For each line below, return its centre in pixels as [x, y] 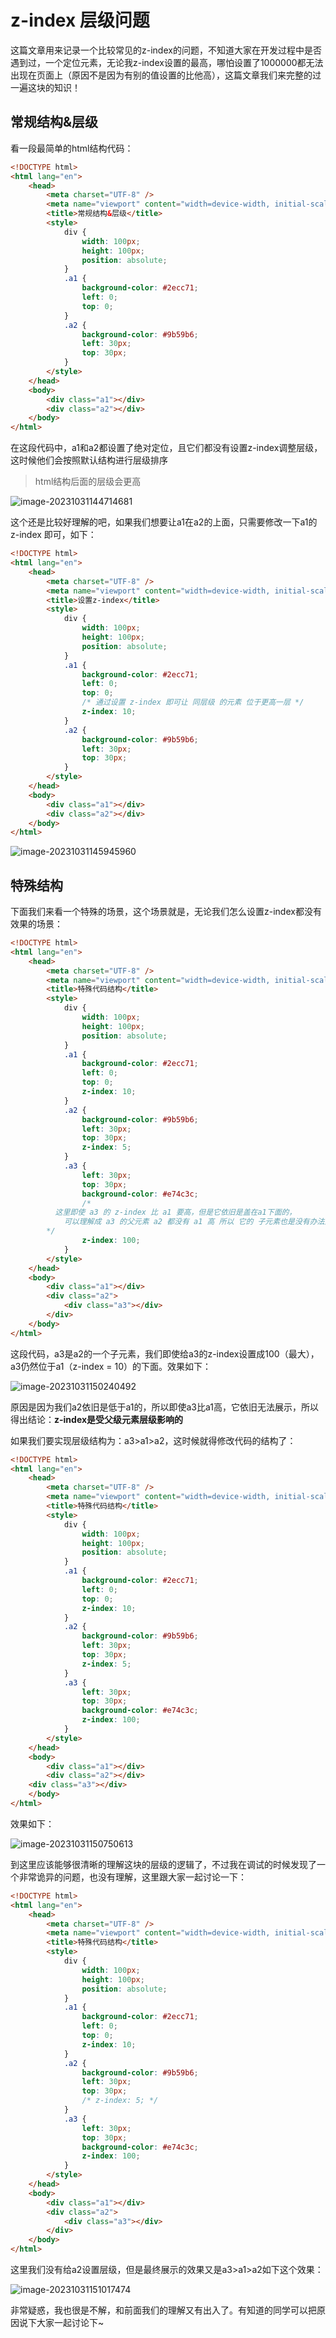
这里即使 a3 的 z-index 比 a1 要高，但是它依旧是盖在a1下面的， [175, 1212]
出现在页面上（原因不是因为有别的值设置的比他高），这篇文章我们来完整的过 [166, 75]
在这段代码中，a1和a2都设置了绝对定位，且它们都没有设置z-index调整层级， [166, 448]
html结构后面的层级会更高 [88, 482]
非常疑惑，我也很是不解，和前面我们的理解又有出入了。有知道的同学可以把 [163, 2310]
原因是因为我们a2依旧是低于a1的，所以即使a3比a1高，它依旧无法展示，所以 [164, 1407]
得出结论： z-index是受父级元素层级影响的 [97, 1419]
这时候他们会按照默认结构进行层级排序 [89, 460]
